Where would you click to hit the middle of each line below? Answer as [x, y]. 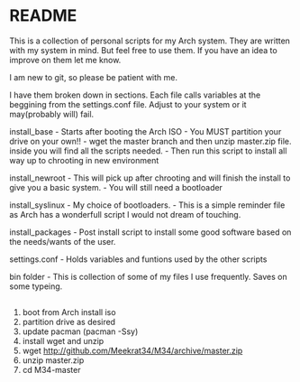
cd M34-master [51, 370]
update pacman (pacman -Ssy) [80, 331]
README [43, 16]
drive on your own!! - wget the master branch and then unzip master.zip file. [150, 141]
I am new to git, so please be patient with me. [94, 77]
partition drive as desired [68, 322]
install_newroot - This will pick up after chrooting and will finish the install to [150, 178]
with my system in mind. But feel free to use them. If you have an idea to [143, 50]
